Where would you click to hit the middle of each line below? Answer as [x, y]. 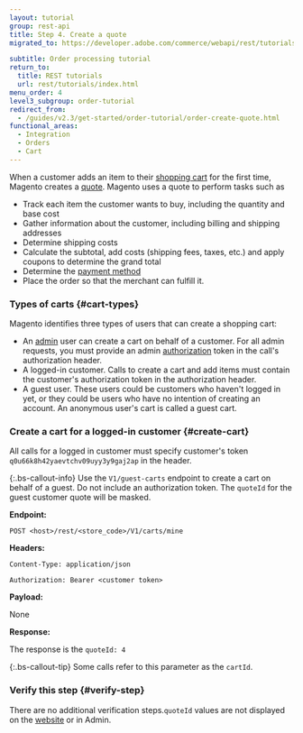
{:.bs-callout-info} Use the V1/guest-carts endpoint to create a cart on [140, 478]
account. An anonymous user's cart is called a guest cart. [129, 408]
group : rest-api [40, 26]
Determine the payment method [82, 270]
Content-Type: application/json [70, 564]
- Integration [44, 135]
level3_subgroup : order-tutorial [72, 101]
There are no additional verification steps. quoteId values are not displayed [147, 710]
